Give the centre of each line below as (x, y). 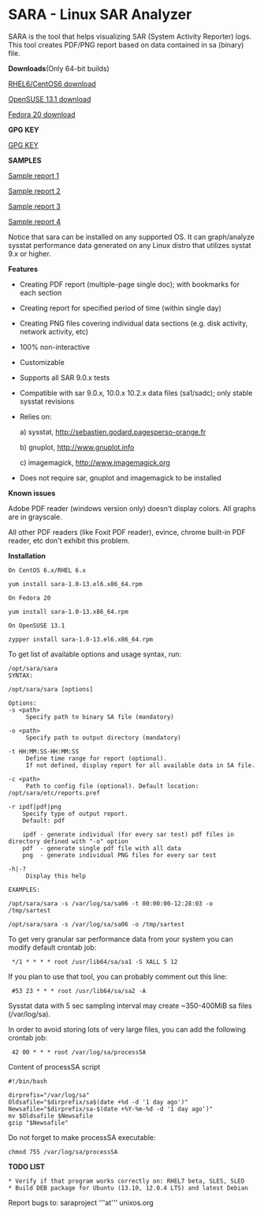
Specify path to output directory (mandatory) (103, 737)
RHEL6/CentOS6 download (52, 84)
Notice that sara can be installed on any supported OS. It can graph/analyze (131, 237)
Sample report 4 (35, 221)
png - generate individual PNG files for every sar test (119, 855)
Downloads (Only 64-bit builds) (59, 68)
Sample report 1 (34, 175)
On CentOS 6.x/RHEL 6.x (47, 570)
